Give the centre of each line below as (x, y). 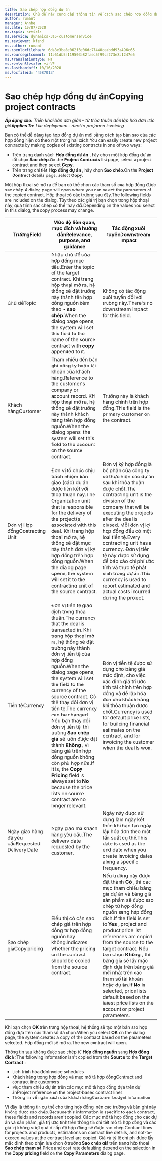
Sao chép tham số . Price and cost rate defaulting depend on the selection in (80, 1148)
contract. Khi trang (72, 279)
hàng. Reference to (72, 378)
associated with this (74, 525)
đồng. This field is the (126, 408)
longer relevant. (69, 805)
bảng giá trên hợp (71, 751)
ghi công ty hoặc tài (74, 366)
